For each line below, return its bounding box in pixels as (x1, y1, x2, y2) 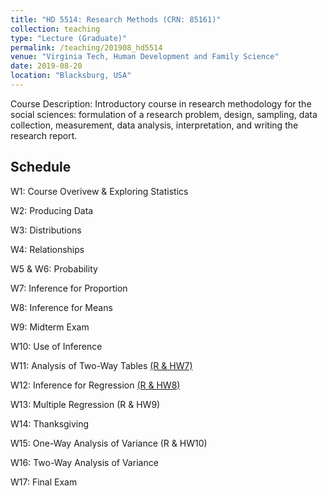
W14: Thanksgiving (10, 417, 90, 430)
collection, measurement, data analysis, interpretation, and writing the (10, 119, 299, 131)
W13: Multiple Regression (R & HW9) (10, 398, 161, 410)
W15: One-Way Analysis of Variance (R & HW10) (10, 437, 208, 449)
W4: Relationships (10, 243, 85, 255)
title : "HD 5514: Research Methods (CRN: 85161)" (10, 14, 222, 25)
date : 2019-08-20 (10, 61, 83, 71)
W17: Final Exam (10, 476, 78, 488)
